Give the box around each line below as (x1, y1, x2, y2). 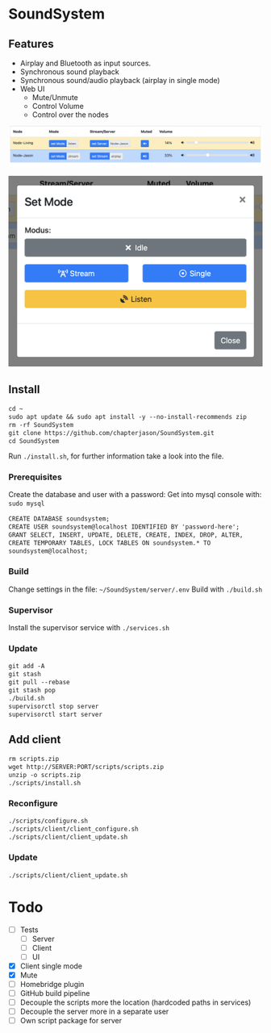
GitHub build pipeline (19, 988, 90, 997)
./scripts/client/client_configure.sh (8, 825, 139, 834)
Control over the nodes (31, 110, 109, 119)
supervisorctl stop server (8, 703, 99, 711)
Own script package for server (19, 1016, 123, 1026)
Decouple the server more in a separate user (19, 1006, 169, 1017)
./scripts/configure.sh (8, 817, 89, 826)
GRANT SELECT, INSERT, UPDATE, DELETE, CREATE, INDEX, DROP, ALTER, (8, 531, 244, 539)
